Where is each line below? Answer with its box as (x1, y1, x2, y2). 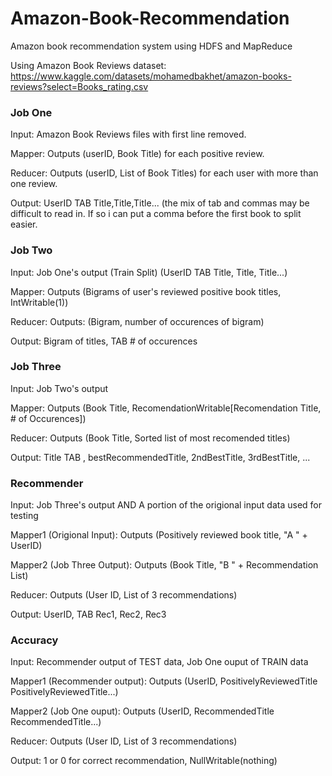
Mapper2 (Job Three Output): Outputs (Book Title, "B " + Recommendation (10, 559, 319, 571)
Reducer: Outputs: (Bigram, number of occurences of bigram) (10, 315, 265, 327)
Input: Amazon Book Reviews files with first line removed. (10, 128, 247, 141)
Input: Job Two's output (10, 382, 109, 394)
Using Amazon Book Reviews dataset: (10, 59, 167, 71)
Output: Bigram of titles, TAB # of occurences (10, 335, 198, 347)
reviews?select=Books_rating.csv (10, 80, 149, 92)
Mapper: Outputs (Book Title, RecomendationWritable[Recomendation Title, (10, 402, 322, 414)
